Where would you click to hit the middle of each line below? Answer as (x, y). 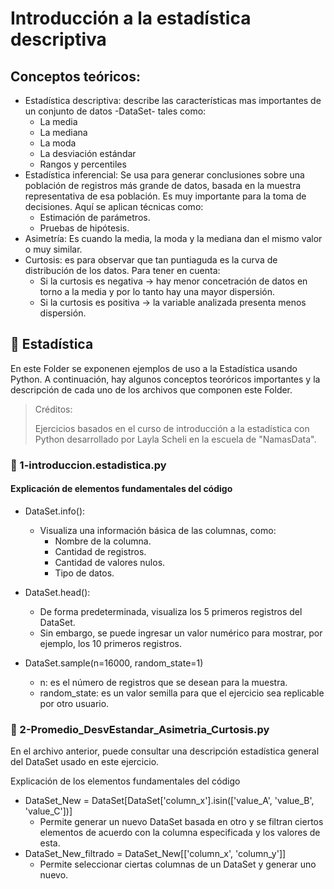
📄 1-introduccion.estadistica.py (88, 465)
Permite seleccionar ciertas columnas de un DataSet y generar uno (178, 864)
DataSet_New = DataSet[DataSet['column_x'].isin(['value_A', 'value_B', (169, 801)
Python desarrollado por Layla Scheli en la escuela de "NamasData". (175, 439)
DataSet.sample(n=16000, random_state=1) (114, 663)
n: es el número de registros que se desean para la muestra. (163, 682)
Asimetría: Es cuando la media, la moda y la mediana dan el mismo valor (173, 238)
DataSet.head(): (57, 592)
